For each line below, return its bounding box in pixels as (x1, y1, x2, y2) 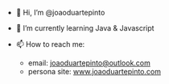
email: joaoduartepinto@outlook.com (27, 58, 151, 68)
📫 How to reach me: (15, 40, 85, 48)
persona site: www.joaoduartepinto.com (27, 67, 161, 76)
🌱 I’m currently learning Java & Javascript (15, 23, 155, 32)
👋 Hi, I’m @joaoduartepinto (15, 8, 105, 17)
